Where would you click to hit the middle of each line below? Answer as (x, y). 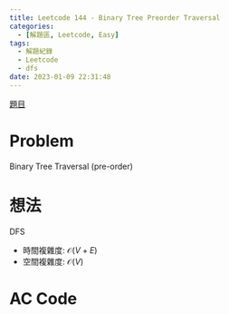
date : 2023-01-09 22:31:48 (60, 77)
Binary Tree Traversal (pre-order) (72, 166)
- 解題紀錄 (35, 52)
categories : (32, 26)
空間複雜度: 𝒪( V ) (53, 261)
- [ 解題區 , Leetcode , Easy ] (68, 34)
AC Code (43, 298)
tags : (19, 43)
